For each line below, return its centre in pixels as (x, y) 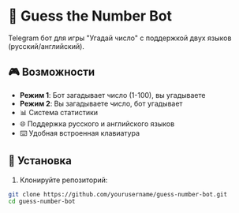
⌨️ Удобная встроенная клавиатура (80, 133)
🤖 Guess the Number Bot (90, 16)
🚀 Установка (40, 161)
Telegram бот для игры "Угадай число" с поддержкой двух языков (120, 38)
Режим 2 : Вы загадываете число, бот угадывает (101, 103)
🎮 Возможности (52, 72)
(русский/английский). (47, 46)
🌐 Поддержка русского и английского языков (97, 123)
